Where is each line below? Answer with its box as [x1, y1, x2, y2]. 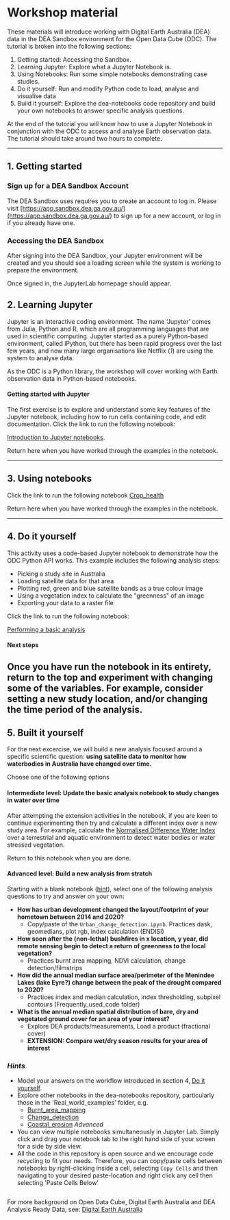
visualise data [16, 91, 56, 100]
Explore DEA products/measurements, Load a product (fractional [27, 1022, 211, 1030]
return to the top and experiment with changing [7, 671, 214, 683]
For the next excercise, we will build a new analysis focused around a [7, 745, 203, 753]
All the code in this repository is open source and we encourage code [16, 1149, 214, 1158]
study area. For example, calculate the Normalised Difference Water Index [7, 825, 216, 834]
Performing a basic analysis [7, 625, 86, 633]
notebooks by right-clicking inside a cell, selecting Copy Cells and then [16, 1164, 218, 1173]
